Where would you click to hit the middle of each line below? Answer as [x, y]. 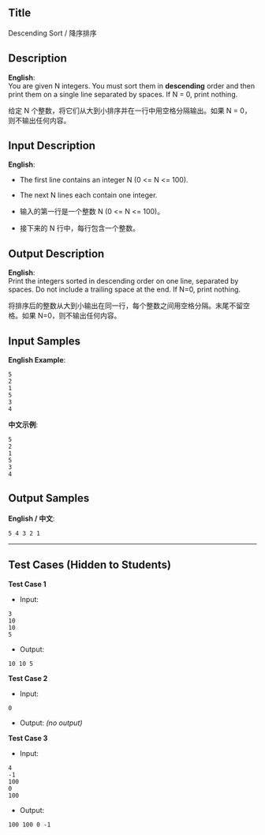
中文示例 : [23, 425]
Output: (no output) [51, 723]
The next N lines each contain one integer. [88, 195]
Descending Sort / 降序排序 [52, 33]
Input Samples [45, 341]
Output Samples [49, 498]
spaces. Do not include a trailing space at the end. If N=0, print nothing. [125, 290]
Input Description [52, 146]
